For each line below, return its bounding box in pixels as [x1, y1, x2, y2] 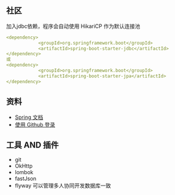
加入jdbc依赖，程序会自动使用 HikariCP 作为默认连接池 [6, 23, 140, 30]
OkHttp [14, 162, 33, 169]
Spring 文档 [14, 114, 43, 121]
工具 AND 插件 [6, 140, 59, 150]
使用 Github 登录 [14, 121, 55, 128]
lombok [14, 169, 34, 176]
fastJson [14, 175, 37, 183]
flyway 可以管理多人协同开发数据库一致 [14, 182, 111, 189]
